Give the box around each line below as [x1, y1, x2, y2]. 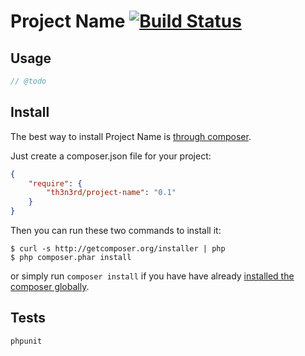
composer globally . [10, 281, 90, 293]
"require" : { [28, 178, 83, 189]
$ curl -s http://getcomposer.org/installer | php [10, 244, 226, 254]
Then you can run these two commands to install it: [10, 225, 222, 237]
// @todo [10, 76, 47, 86]
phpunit [10, 336, 43, 346]
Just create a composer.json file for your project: [10, 150, 212, 162]
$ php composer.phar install [10, 253, 132, 263]
